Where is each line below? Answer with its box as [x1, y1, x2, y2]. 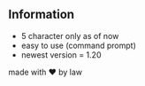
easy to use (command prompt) [20, 40, 136, 51]
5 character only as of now [20, 30, 119, 41]
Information [8, 7, 75, 22]
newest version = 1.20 [20, 49, 102, 60]
